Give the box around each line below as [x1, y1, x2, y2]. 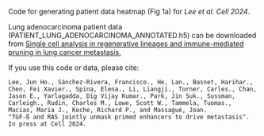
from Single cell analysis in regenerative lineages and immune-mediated [8, 39, 244, 49]
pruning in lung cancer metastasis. [8, 48, 121, 56]
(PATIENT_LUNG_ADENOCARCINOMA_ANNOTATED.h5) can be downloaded [8, 31, 257, 40]
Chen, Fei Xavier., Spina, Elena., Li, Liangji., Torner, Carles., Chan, [8, 85, 258, 93]
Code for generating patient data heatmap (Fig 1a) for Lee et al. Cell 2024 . [8, 7, 251, 16]
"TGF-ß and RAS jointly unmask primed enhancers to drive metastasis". [8, 113, 250, 121]
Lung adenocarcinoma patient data [8, 22, 123, 31]
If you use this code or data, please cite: [8, 63, 140, 72]
